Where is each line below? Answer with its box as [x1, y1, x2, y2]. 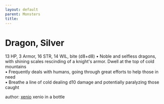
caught [5, 84, 20, 90]
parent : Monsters [5, 12, 41, 17]
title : [5, 16, 19, 21]
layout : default [5, 7, 38, 12]
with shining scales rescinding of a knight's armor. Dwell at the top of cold [5, 59, 155, 64]
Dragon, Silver [5, 37, 65, 48]
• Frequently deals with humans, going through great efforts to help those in [5, 69, 159, 75]
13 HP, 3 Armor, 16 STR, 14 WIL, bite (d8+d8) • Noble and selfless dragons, [5, 53, 157, 59]
